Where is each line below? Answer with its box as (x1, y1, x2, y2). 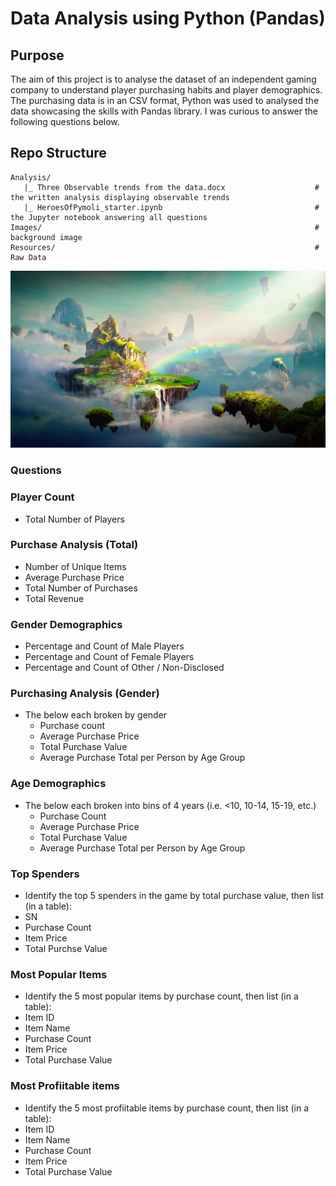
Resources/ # (10, 242, 320, 252)
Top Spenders (10, 867, 80, 881)
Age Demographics (10, 777, 107, 791)
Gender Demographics (10, 617, 123, 631)
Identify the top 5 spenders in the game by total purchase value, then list (24, 890, 324, 902)
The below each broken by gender (24, 709, 168, 721)
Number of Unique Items (24, 560, 127, 572)
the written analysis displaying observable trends (10, 192, 230, 202)
